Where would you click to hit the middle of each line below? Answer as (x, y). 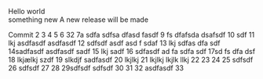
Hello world (27, 11)
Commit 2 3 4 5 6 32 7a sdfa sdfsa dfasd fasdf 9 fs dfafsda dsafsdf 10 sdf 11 (131, 35)
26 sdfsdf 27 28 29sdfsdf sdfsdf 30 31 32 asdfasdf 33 (96, 68)
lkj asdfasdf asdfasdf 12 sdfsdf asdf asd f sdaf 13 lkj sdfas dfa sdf (114, 43)
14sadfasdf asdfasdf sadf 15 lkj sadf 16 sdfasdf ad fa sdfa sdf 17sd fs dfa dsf (132, 51)
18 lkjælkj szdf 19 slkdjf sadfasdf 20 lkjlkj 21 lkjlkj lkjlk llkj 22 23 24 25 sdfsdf (131, 59)
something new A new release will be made (79, 20)
